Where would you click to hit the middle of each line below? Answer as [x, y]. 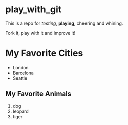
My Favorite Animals [38, 94]
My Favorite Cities [44, 53]
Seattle [20, 78]
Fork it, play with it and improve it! [40, 33]
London [20, 67]
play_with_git [33, 9]
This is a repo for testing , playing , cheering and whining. [64, 23]
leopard [20, 111]
